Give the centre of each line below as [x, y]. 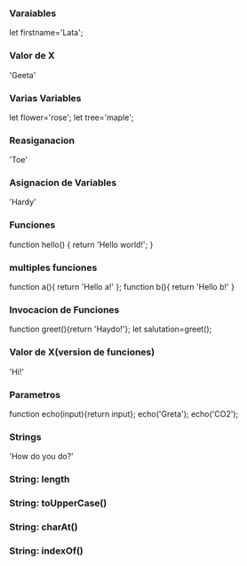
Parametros [35, 395]
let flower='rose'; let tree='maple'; [72, 117]
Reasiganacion [42, 140]
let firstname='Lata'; [46, 33]
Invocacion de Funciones [64, 310]
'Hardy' [23, 202]
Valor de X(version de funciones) [82, 352]
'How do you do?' [41, 457]
